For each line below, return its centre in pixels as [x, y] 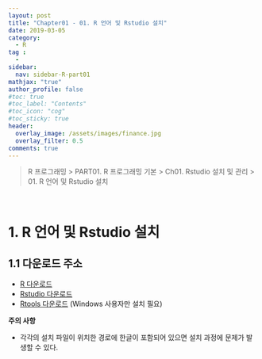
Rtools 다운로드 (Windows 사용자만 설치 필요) [91, 304]
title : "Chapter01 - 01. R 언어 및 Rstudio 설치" [88, 23]
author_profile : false [46, 89]
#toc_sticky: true [39, 119]
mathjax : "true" [35, 82]
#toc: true [26, 97]
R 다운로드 [36, 284]
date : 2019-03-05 [37, 30]
